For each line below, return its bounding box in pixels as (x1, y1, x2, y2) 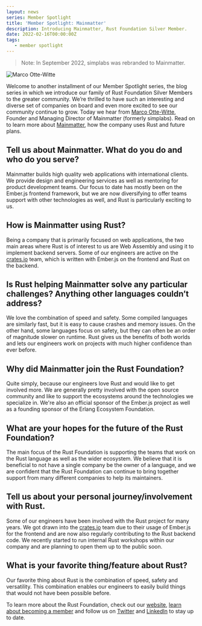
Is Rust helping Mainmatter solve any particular (6, 279, 188, 289)
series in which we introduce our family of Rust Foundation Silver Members (6, 89, 193, 96)
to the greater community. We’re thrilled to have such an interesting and (6, 95, 185, 103)
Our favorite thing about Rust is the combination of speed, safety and (6, 576, 178, 584)
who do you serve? (6, 155, 80, 165)
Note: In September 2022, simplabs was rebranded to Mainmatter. (21, 59, 186, 66)
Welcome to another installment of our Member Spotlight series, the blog (6, 82, 188, 89)
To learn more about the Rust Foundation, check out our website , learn (6, 601, 182, 608)
